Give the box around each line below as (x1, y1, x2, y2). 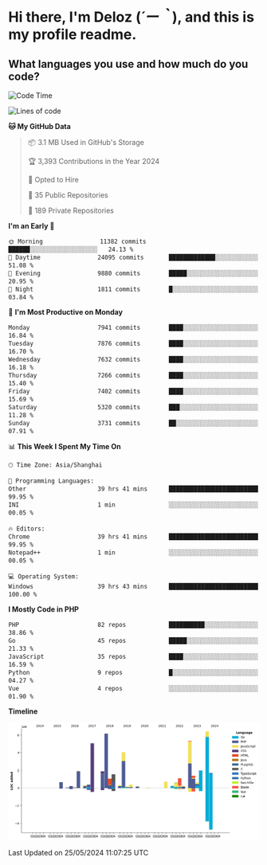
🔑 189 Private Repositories (27, 205, 114, 215)
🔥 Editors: (8, 525, 45, 533)
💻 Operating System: (8, 573, 80, 581)
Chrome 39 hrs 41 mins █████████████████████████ (8, 533, 259, 541)
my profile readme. (8, 25, 137, 44)
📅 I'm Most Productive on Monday (8, 307, 124, 316)
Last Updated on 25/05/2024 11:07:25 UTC (8, 847, 149, 857)
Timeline (8, 706, 38, 716)
